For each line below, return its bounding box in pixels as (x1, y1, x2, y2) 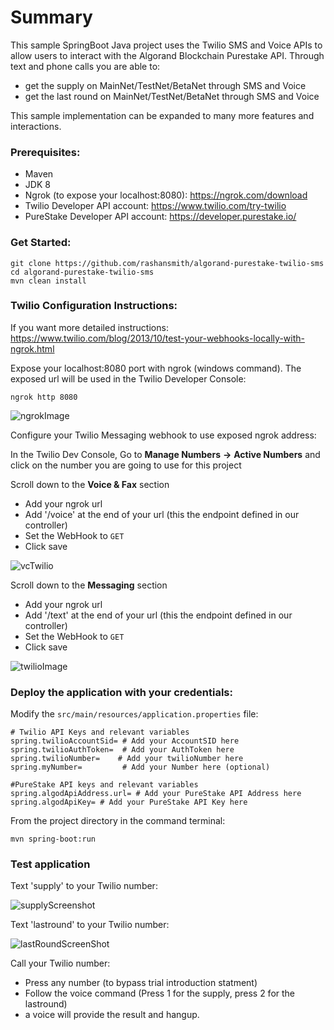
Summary (10, 6, 93, 29)
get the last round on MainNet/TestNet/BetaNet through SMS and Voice (24, 90, 320, 102)
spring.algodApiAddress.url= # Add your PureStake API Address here (10, 789, 302, 799)
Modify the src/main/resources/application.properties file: (10, 708, 259, 720)
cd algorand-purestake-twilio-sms (10, 267, 155, 277)
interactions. (10, 120, 62, 132)
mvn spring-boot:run (10, 834, 97, 845)
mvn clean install (10, 276, 87, 286)
